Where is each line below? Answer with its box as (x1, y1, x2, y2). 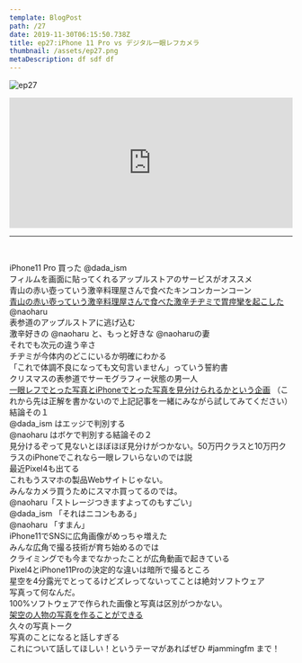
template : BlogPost (9, 13, 83, 22)
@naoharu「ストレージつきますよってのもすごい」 (9, 497, 197, 507)
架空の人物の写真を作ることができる (9, 609, 144, 620)
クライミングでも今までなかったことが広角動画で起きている (9, 553, 230, 563)
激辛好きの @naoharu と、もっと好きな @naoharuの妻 (9, 328, 210, 338)
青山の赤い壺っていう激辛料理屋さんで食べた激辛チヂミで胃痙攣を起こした (9, 296, 285, 307)
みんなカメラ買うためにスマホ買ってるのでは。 (9, 486, 182, 496)
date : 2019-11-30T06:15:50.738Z (9, 30, 130, 39)
